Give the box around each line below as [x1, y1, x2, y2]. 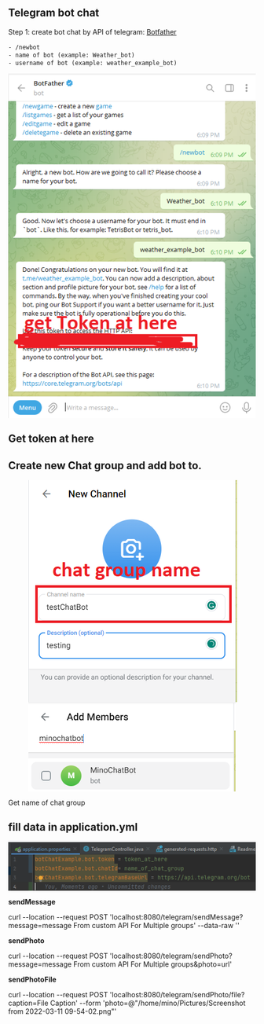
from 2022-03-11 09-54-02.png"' [8, 1006, 117, 1016]
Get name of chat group [8, 798, 86, 808]
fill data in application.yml [8, 820, 138, 834]
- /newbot [8, 43, 41, 51]
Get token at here [8, 432, 94, 446]
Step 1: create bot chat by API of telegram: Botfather [8, 27, 177, 36]
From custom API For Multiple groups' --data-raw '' [73, 920, 240, 930]
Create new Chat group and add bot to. [8, 459, 202, 472]
